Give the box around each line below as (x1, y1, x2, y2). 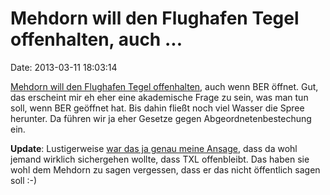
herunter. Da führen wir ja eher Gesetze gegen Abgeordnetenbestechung (10, 112, 312, 124)
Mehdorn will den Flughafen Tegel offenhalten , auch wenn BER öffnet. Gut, (10, 80, 319, 92)
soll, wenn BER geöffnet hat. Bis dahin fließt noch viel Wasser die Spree (10, 102, 305, 114)
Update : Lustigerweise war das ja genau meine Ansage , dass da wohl (10, 142, 298, 154)
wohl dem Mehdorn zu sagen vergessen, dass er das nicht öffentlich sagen (10, 163, 321, 176)
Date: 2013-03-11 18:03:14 (10, 61, 118, 73)
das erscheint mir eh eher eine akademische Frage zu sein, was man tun (10, 91, 309, 103)
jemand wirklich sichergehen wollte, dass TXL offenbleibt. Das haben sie (10, 153, 310, 165)
